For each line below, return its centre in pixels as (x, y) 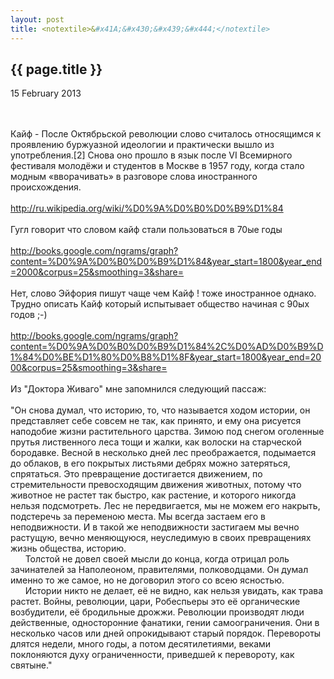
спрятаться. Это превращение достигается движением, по (136, 474)
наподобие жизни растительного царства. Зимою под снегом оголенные (167, 432)
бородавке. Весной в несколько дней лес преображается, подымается (163, 453)
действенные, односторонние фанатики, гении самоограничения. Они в (165, 623)
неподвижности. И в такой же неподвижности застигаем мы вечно (155, 527)
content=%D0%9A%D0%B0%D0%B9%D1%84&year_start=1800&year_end (166, 262)
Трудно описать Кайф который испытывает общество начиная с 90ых (160, 304)
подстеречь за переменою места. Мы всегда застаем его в (138, 517)
